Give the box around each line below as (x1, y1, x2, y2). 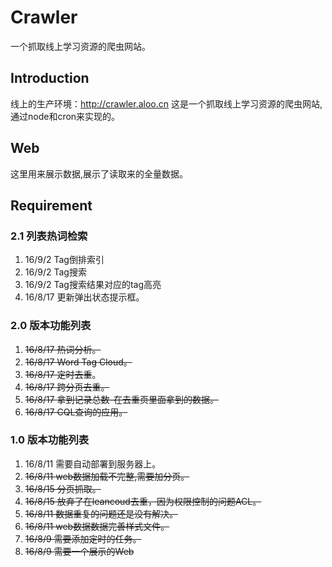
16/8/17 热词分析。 (24, 343, 102, 355)
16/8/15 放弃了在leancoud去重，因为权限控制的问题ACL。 (24, 495, 262, 507)
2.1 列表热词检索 (10, 229, 88, 243)
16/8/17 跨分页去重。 (24, 381, 110, 393)
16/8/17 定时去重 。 (24, 368, 102, 380)
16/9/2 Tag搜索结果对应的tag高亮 (24, 279, 162, 291)
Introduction (10, 70, 90, 87)
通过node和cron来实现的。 (10, 110, 121, 122)
